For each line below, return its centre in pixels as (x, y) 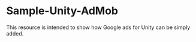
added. (15, 33)
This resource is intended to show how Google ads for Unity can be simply (98, 27)
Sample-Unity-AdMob (62, 11)
